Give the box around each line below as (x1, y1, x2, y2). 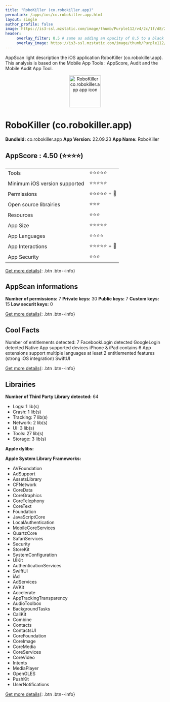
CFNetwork (12, 481, 37, 487)
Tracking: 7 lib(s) (12, 414, 48, 420)
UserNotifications (12, 681, 50, 687)
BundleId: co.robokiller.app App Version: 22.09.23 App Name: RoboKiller (5, 136, 159, 142)
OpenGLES (12, 670, 36, 677)
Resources (8, 211, 33, 219)
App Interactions (8, 243, 47, 250)
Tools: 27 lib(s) (12, 430, 44, 436)
